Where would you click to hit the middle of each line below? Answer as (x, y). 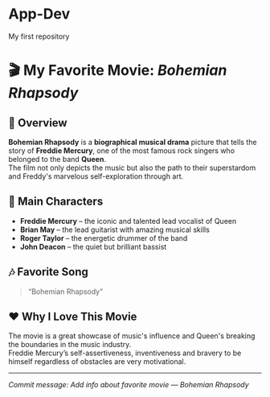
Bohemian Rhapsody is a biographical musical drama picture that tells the (133, 142)
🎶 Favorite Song (48, 272)
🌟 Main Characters (56, 202)
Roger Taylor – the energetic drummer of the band (104, 238)
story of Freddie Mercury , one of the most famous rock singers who (122, 151)
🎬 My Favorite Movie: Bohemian (118, 70)
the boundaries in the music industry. (70, 345)
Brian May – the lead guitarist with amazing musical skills (115, 230)
